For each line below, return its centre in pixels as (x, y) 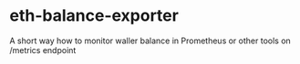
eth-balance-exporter (94, 16)
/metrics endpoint (43, 50)
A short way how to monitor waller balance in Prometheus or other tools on (150, 41)
